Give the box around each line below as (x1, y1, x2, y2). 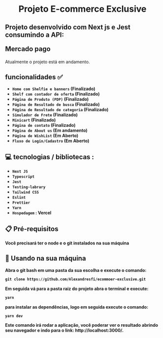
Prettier (12, 200, 30, 205)
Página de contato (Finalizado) (12, 122, 76, 128)
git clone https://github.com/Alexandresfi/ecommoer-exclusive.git (5, 277, 146, 282)
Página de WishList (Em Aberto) (12, 133, 79, 139)
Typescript (12, 174, 35, 179)
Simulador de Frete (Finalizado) (12, 112, 78, 118)
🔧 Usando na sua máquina (5, 254, 86, 263)
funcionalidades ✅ (5, 72, 63, 81)
